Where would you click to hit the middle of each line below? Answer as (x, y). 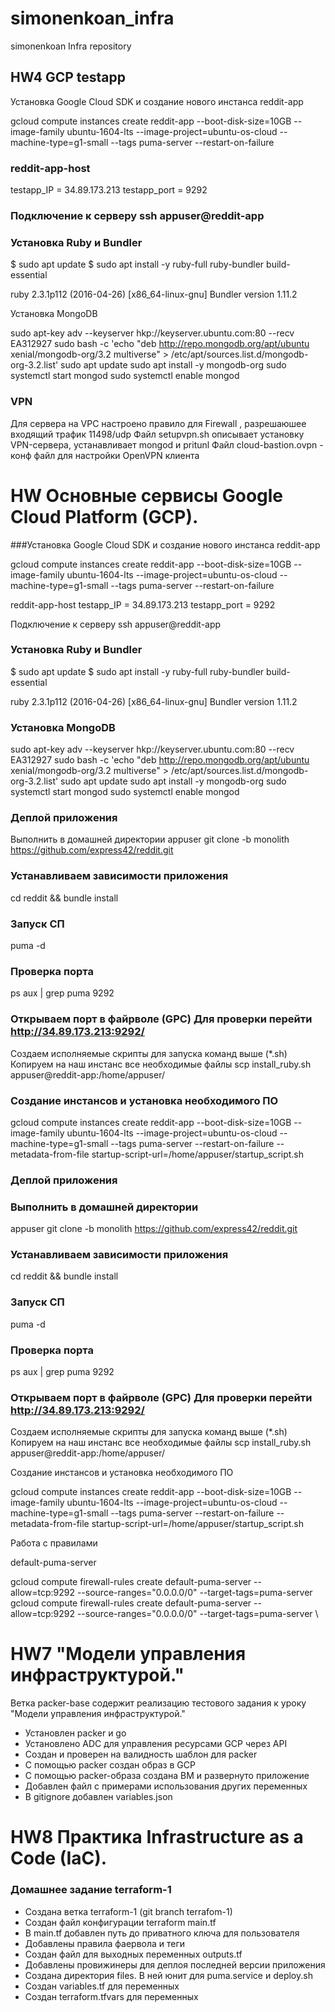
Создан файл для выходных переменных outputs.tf (133, 1954)
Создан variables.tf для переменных (102, 1986)
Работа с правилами (54, 1543)
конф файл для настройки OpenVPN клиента (105, 455)
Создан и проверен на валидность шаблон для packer (141, 1754)
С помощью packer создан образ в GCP (110, 1765)
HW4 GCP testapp (68, 77)
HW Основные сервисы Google (147, 495)
